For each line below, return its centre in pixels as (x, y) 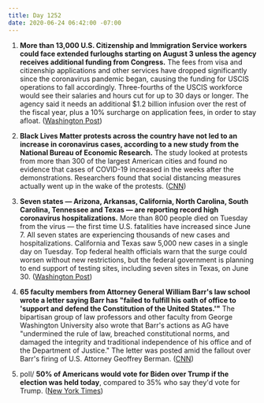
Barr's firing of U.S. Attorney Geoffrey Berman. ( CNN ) (107, 358)
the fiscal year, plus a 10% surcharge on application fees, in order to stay (138, 112)
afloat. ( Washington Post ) (61, 120)
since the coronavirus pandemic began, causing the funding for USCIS (134, 79)
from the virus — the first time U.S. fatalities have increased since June (135, 226)
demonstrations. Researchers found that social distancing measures (130, 177)
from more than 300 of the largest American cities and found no (123, 161)
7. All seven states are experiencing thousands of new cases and (125, 235)
